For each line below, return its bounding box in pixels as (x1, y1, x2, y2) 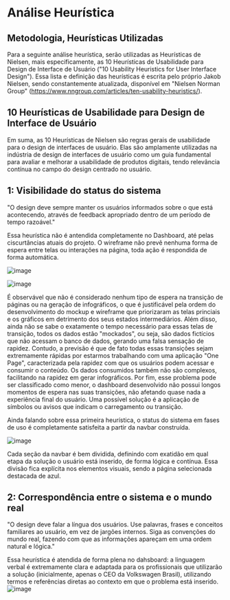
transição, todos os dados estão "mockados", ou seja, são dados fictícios (7, 329, 215, 337)
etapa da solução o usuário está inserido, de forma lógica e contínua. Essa (7, 457, 218, 465)
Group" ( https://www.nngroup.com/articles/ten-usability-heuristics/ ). (7, 87, 203, 95)
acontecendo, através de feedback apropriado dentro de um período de (7, 210, 211, 219)
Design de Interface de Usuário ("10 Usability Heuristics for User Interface (7, 65, 217, 73)
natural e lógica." (7, 542, 55, 551)
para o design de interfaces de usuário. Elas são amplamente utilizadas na (7, 143, 218, 151)
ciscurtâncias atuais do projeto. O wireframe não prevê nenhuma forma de (7, 238, 218, 247)
